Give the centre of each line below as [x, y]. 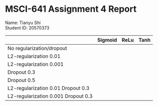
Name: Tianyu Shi [23, 23]
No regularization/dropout [37, 48]
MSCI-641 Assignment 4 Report [71, 9]
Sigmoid [107, 40]
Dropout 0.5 [22, 80]
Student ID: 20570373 [27, 27]
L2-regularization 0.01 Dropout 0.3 [48, 88]
